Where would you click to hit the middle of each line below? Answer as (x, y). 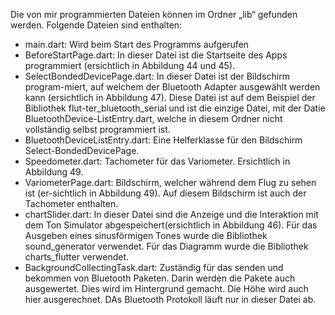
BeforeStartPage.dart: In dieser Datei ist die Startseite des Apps (156, 55)
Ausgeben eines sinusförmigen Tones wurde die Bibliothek (146, 235)
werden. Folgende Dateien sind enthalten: (96, 25)
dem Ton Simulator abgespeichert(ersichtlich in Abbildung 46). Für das (171, 225)
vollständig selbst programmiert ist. (97, 129)
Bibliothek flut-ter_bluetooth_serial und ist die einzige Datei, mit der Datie (175, 108)
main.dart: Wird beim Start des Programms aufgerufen (137, 44)
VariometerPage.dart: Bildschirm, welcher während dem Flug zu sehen (170, 182)
